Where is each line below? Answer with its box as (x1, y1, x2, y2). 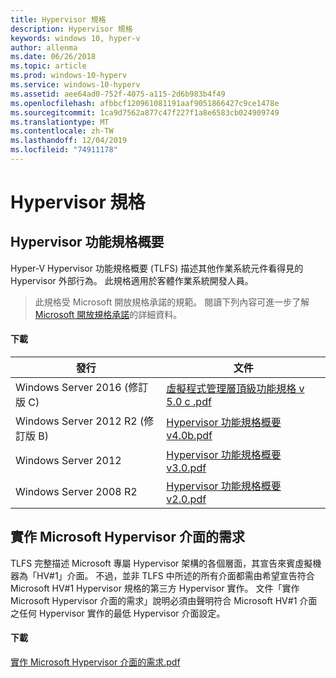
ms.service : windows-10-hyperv (10, 80, 141, 90)
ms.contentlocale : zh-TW (10, 126, 114, 136)
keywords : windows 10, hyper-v (10, 33, 141, 43)
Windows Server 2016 (15, 381, 122, 395)
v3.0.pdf (166, 461, 207, 475)
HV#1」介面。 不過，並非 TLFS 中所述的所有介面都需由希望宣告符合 (36, 569, 315, 581)
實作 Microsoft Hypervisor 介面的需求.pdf (10, 656, 181, 668)
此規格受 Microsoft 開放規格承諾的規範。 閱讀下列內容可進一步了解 (34, 296, 310, 308)
